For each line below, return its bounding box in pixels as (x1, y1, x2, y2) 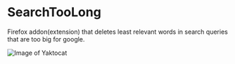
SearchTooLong (7, 4, 102, 20)
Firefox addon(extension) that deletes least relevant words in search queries (7, 27, 229, 36)
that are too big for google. (7, 34, 85, 43)
